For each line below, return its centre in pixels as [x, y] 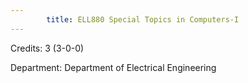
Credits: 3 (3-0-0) [47, 48]
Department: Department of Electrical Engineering [113, 67]
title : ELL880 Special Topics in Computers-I [143, 19]
